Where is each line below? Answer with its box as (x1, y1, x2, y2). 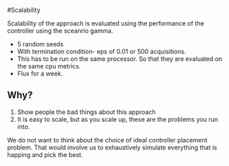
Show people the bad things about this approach (17, 107, 157, 116)
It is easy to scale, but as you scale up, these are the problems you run (17, 115, 219, 123)
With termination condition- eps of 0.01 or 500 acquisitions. (17, 48, 186, 55)
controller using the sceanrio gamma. (7, 27, 114, 35)
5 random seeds (17, 40, 64, 48)
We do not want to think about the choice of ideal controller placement (7, 136, 208, 144)
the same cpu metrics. (17, 62, 81, 70)
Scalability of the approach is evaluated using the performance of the (7, 19, 205, 27)
